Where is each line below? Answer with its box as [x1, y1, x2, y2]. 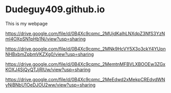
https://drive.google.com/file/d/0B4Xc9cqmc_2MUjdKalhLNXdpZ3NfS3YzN [5, 30, 165, 36]
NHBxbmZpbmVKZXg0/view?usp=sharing [5, 51, 94, 57]
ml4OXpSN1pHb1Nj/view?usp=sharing [5, 36, 86, 42]
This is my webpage [5, 20, 48, 27]
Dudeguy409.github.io [5, 4, 105, 15]
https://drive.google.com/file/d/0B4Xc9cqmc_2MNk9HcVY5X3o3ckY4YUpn [5, 45, 166, 52]
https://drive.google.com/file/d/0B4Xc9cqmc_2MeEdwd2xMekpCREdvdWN [5, 76, 165, 82]
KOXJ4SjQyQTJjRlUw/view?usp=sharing [5, 66, 91, 73]
